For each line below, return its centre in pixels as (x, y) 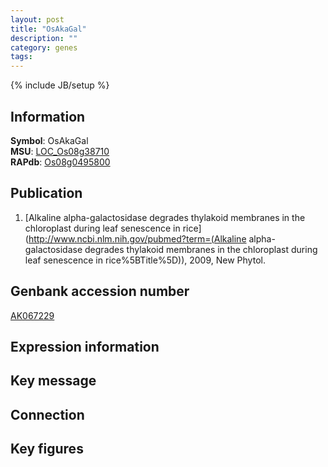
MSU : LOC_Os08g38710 (60, 151)
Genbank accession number (100, 291)
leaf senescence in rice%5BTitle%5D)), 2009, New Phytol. (145, 260)
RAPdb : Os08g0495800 (60, 162)
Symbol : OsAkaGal (49, 140)
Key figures (47, 449)
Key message (53, 381)
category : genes (44, 47)
